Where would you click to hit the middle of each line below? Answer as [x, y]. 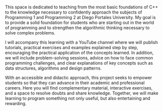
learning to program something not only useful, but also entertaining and [78, 98]
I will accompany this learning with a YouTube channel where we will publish [81, 42]
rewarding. [16, 103]
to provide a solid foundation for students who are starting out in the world [80, 22]
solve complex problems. [30, 33]
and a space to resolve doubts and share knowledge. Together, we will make [82, 93]
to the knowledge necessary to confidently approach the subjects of [74, 12]
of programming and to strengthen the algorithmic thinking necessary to [77, 28]
